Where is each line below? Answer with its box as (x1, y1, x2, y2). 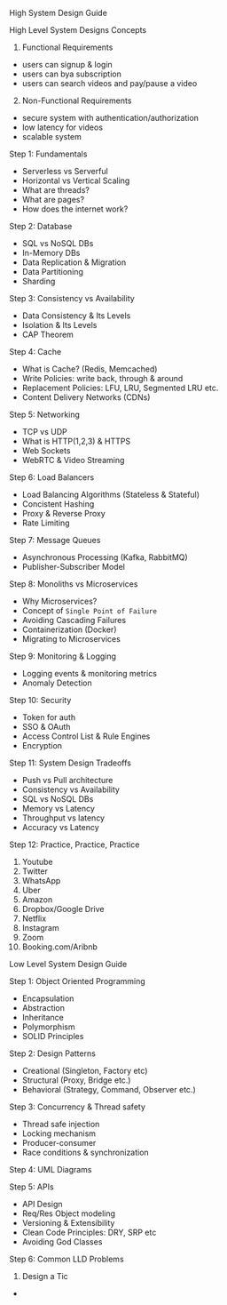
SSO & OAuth (21, 722, 71, 732)
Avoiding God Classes (21, 1237, 103, 1247)
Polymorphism (21, 1021, 75, 1032)
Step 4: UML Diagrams (9, 1165, 92, 1174)
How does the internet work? (21, 204, 129, 214)
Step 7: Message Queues (9, 535, 101, 545)
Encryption (21, 741, 63, 750)
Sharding (21, 276, 56, 286)
